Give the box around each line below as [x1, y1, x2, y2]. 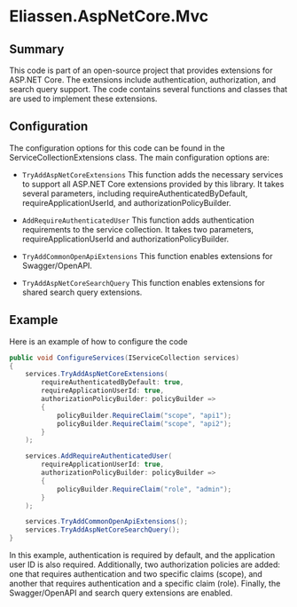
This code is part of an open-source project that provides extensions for [9, 65, 273, 75]
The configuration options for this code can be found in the [9, 142, 225, 153]
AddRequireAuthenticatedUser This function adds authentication [21, 215, 254, 225]
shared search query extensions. [21, 287, 143, 297]
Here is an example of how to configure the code [9, 335, 188, 347]
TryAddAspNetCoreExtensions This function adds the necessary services [21, 169, 284, 179]
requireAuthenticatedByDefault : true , [41, 378, 184, 387]
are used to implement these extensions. [9, 93, 158, 104]
